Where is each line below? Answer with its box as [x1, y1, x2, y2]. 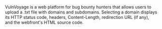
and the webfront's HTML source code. [5, 19, 84, 25]
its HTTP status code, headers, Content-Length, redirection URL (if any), [5, 14, 149, 20]
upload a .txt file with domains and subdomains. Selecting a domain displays [5, 9, 157, 15]
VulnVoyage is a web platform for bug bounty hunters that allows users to [5, 4, 151, 10]
